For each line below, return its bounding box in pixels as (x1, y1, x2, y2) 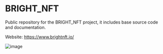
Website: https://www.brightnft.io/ (5, 34, 74, 40)
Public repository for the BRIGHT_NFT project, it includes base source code (5, 19, 159, 25)
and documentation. (5, 24, 46, 30)
